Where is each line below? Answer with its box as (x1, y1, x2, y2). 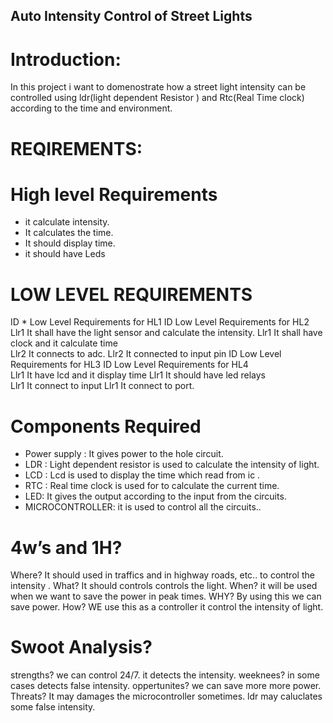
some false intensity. (10, 701, 96, 713)
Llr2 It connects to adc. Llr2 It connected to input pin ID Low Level (10, 348, 282, 360)
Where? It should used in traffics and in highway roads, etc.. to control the (10, 569, 315, 581)
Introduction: (10, 48, 122, 71)
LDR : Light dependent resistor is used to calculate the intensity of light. (24, 459, 320, 471)
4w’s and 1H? (10, 536, 123, 559)
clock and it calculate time (10, 337, 118, 349)
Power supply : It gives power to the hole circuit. (24, 448, 224, 460)
